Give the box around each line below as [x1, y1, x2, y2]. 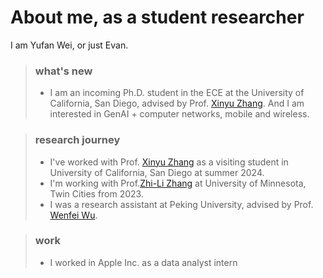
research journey [34, 133, 121, 147]
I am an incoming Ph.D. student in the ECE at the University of [49, 87, 305, 99]
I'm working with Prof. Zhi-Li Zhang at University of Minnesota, [49, 177, 307, 189]
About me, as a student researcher [10, 6, 305, 29]
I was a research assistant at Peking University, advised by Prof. [49, 198, 314, 210]
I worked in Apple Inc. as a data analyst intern [49, 256, 238, 268]
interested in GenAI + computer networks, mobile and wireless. [49, 108, 310, 120]
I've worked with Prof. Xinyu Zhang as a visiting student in [49, 156, 289, 168]
